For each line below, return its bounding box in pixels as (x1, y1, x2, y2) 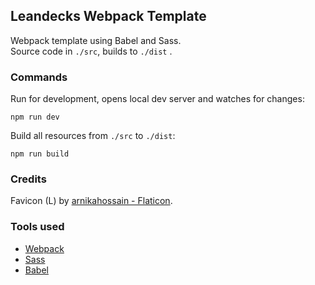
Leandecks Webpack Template (10, 8, 207, 25)
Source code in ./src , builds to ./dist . (10, 45, 173, 57)
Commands (10, 70, 68, 84)
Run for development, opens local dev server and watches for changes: (10, 93, 305, 105)
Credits (10, 172, 47, 186)
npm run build (10, 149, 70, 159)
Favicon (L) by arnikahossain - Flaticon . (10, 195, 173, 207)
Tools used (10, 220, 65, 234)
